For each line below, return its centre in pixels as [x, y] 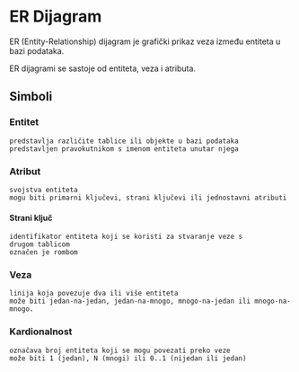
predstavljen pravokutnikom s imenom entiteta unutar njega [124, 149]
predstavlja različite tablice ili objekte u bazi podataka [124, 141]
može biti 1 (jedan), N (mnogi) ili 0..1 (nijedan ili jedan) [128, 358]
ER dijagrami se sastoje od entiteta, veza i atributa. [102, 68]
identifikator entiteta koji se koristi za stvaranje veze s [126, 237]
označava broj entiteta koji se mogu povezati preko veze [120, 350]
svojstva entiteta [44, 190]
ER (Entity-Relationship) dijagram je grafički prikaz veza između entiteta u [145, 41]
